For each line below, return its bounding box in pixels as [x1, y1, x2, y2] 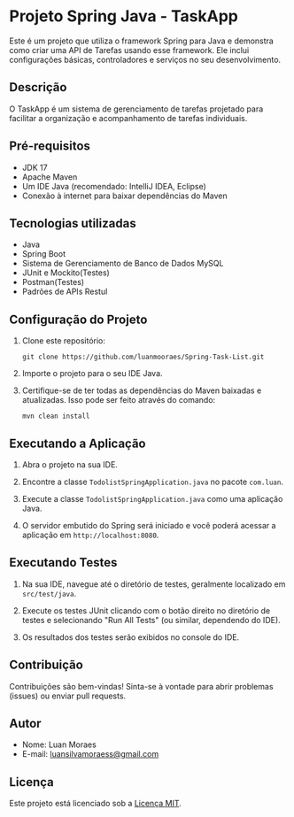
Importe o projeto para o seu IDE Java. [21, 368, 163, 379]
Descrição [9, 80, 67, 95]
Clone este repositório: [21, 335, 106, 346]
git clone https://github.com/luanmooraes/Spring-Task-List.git [21, 352, 265, 362]
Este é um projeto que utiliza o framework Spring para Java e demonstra [9, 35, 275, 46]
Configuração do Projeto [9, 312, 148, 327]
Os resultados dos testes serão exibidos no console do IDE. [21, 631, 240, 643]
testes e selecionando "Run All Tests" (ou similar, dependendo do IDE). [21, 614, 281, 625]
